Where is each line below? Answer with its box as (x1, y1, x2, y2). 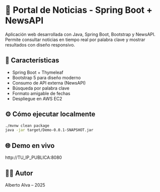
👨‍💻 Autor (5, 169, 33, 177)
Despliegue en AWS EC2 (12, 96, 63, 101)
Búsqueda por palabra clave (12, 85, 70, 91)
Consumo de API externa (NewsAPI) (12, 80, 86, 86)
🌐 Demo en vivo (5, 141, 55, 150)
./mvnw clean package (5, 123, 50, 128)
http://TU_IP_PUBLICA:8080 (5, 154, 63, 160)
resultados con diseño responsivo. (5, 42, 75, 48)
